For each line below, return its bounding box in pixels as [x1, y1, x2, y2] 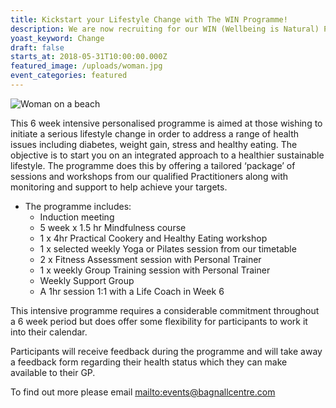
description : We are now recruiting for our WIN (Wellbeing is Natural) [10, 24, 320, 34]
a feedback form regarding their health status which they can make [10, 356, 288, 368]
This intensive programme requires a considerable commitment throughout [10, 304, 320, 316]
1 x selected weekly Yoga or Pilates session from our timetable [39, 242, 297, 255]
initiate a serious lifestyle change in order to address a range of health [10, 127, 300, 140]
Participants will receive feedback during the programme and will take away [10, 345, 323, 357]
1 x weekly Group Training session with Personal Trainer [39, 264, 271, 276]
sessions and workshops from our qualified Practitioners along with [10, 170, 289, 182]
